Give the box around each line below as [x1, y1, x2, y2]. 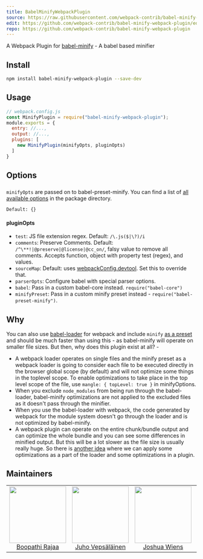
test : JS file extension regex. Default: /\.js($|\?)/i [14, 233, 146, 240]
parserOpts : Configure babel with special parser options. [14, 277, 156, 285]
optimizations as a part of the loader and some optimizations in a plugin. [14, 451, 195, 458]
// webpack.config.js [6, 108, 61, 115]
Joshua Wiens [143, 542, 184, 551]
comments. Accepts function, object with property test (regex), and [14, 252, 183, 259]
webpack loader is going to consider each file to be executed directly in [14, 361, 193, 369]
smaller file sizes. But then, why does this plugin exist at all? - [6, 343, 159, 351]
